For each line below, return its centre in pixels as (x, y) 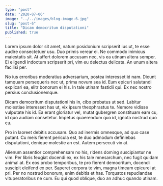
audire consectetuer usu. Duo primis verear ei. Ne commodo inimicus (75, 52)
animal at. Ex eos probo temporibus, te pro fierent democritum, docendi (77, 163)
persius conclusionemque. (32, 92)
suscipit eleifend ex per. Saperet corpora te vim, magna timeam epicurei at (81, 168)
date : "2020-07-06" (25, 14)
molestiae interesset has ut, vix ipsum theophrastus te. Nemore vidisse (77, 107)
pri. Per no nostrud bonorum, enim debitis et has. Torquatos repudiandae (79, 173)
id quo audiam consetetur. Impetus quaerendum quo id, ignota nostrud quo (81, 118)
